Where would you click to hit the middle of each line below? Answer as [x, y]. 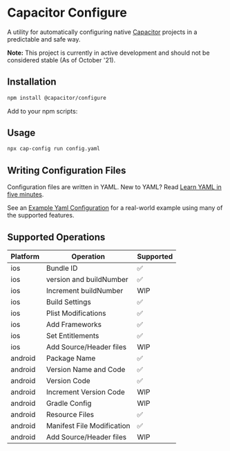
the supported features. [41, 215]
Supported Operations [56, 237]
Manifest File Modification [88, 425]
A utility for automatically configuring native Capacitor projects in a [102, 32]
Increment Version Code [86, 391]
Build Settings [68, 301]
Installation [32, 82]
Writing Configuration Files [67, 170]
